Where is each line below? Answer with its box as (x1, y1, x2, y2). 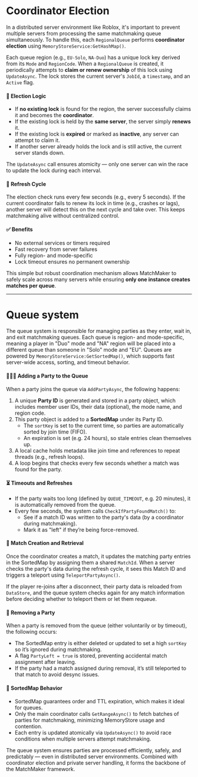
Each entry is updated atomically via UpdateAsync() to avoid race (14, 729, 172, 736)
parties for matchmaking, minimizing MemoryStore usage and (14, 716, 165, 723)
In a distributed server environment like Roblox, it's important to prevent (6, 24, 180, 31)
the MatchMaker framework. (6, 765, 75, 772)
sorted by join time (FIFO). (23, 428, 87, 435)
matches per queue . (6, 282, 57, 289)
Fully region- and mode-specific (14, 252, 93, 259)
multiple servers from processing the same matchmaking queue (6, 29, 161, 37)
